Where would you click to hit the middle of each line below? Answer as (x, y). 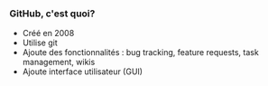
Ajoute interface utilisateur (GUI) (82, 72)
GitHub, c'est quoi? (52, 14)
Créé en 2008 (48, 33)
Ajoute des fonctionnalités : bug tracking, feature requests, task (140, 53)
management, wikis (59, 62)
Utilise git (40, 43)
